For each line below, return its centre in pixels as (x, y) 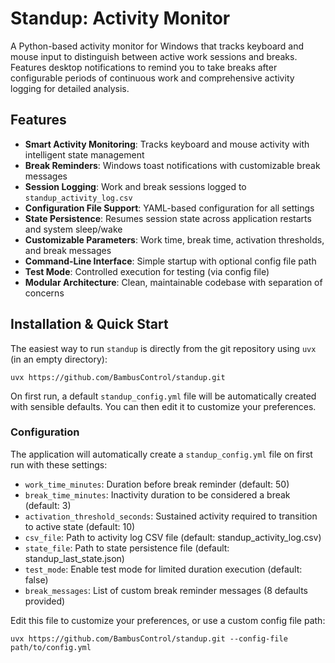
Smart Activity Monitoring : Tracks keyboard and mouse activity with (167, 144)
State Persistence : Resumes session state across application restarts (168, 218)
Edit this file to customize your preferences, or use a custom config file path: (168, 620)
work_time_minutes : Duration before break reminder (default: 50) (157, 484)
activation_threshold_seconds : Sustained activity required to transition (171, 516)
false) (36, 579)
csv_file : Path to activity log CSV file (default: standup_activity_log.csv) (173, 537)
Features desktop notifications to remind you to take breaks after (144, 67)
